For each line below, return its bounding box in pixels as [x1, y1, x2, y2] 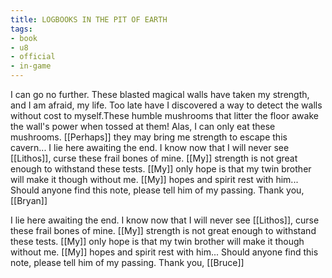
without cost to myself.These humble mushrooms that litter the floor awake [10, 110, 319, 121]
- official [10, 52, 56, 62]
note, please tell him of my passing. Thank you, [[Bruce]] [10, 257, 245, 268]
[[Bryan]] [10, 195, 48, 206]
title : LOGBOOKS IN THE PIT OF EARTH [10, 14, 168, 25]
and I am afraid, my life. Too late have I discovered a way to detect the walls [10, 99, 323, 111]
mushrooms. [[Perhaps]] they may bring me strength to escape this [10, 131, 288, 143]
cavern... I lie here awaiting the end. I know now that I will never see [10, 142, 290, 153]
